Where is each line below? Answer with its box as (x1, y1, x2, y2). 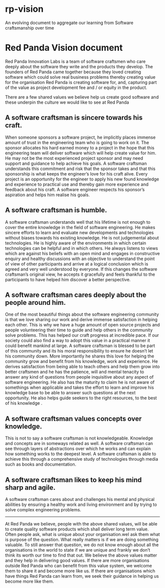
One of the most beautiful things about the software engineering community (5, 311, 159, 318)
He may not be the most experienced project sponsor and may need (5, 155, 143, 161)
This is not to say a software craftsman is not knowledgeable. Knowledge (5, 435, 153, 441)
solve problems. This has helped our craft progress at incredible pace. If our (5, 332, 159, 338)
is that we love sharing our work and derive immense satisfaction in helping (5, 317, 158, 323)
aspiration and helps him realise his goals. (5, 192, 90, 198)
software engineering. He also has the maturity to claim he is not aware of (5, 380, 155, 385)
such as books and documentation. (5, 461, 77, 468)
